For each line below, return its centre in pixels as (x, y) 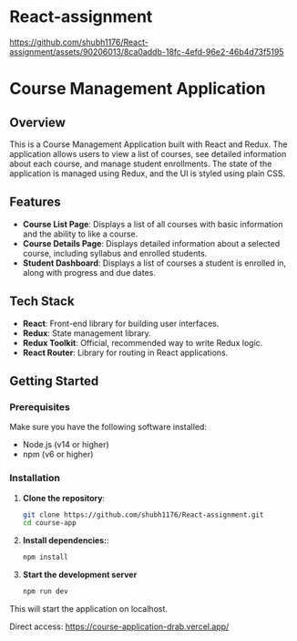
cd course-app (49, 523)
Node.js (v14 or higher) (66, 445)
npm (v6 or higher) (58, 455)
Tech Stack (42, 302)
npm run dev (45, 592)
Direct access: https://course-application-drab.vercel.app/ (119, 626)
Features (35, 202)
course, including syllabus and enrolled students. (115, 253)
